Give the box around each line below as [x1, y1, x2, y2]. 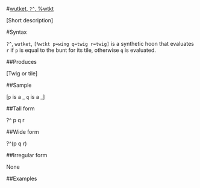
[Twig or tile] [6, 70, 38, 77]
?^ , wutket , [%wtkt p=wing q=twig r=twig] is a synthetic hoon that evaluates [6, 40, 195, 47]
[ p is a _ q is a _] [6, 93, 45, 100]
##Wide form [6, 128, 39, 135]
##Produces [6, 58, 37, 65]
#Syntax [6, 28, 27, 36]
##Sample [6, 81, 32, 89]
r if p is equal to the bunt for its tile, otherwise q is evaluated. [6, 46, 157, 54]
